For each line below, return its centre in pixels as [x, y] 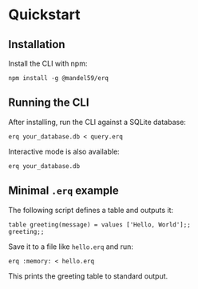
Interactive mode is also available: [64, 151]
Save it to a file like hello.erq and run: [71, 247]
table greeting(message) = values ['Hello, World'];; [100, 225]
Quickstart [45, 15]
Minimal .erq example [64, 191]
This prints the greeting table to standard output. [88, 276]
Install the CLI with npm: [48, 63]
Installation [37, 44]
